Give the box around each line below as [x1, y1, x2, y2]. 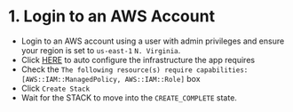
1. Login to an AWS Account [8, 6, 215, 27]
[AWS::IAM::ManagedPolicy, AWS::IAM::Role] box [20, 73, 201, 84]
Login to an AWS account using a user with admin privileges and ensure [20, 36, 285, 46]
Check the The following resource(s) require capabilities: [20, 64, 249, 75]
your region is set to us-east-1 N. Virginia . [20, 44, 181, 55]
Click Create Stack [20, 83, 91, 93]
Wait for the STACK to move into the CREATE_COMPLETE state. [20, 92, 237, 103]
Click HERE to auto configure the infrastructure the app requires [20, 54, 255, 65]
